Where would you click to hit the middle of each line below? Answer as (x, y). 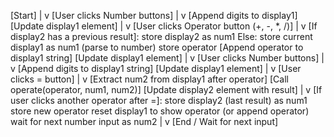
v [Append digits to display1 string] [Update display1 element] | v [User (156, 68)
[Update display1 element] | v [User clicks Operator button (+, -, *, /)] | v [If (164, 26)
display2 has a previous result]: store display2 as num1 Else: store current (161, 36)
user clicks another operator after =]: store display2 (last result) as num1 (159, 100)
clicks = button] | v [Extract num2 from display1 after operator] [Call (149, 79)
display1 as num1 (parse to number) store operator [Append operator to (157, 47)
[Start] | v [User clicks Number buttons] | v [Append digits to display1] (154, 15)
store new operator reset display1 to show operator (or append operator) (160, 111)
